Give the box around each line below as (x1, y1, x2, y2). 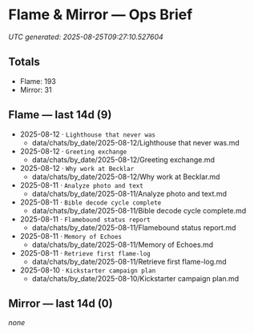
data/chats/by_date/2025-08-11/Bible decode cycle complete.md (31, 205, 247, 215)
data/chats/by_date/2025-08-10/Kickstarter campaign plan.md (31, 273, 240, 283)
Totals (8, 55, 40, 69)
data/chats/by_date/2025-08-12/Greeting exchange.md (31, 154, 215, 165)
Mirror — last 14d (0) (8, 296, 114, 310)
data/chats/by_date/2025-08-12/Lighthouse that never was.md (31, 137, 240, 147)
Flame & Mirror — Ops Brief (8, 6, 193, 24)
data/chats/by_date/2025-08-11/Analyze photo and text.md (31, 189, 227, 198)
